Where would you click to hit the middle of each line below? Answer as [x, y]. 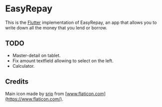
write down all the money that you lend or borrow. [56, 27]
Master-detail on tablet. [36, 55]
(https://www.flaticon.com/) [34, 99]
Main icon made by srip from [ [36, 94]
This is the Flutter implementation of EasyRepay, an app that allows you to [81, 22]
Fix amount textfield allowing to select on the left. [63, 61]
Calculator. [23, 66]
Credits [17, 82]
